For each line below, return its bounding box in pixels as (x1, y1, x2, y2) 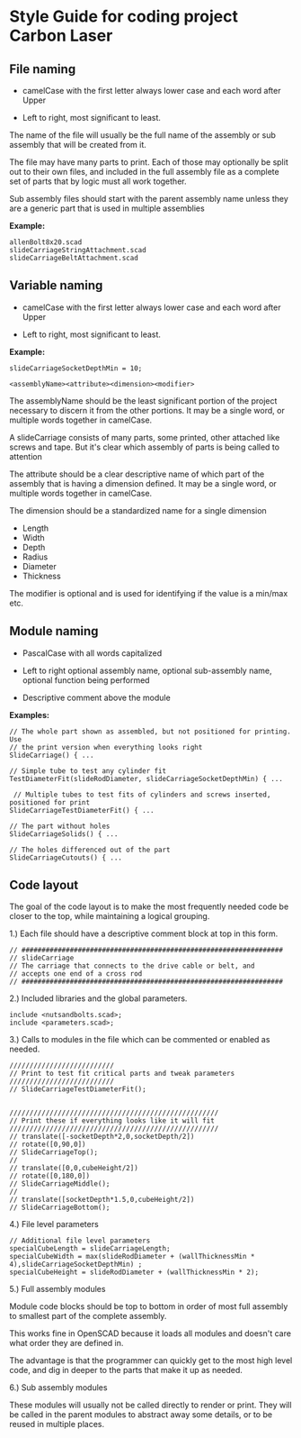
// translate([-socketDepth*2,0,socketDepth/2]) (9, 1133, 195, 1142)
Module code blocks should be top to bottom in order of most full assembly (9, 1301, 288, 1312)
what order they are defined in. (9, 1338, 124, 1349)
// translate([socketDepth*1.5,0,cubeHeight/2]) (9, 1196, 195, 1205)
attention (9, 451, 42, 461)
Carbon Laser (9, 25, 113, 46)
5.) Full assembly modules (9, 1284, 106, 1295)
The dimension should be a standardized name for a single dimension (9, 505, 267, 515)
